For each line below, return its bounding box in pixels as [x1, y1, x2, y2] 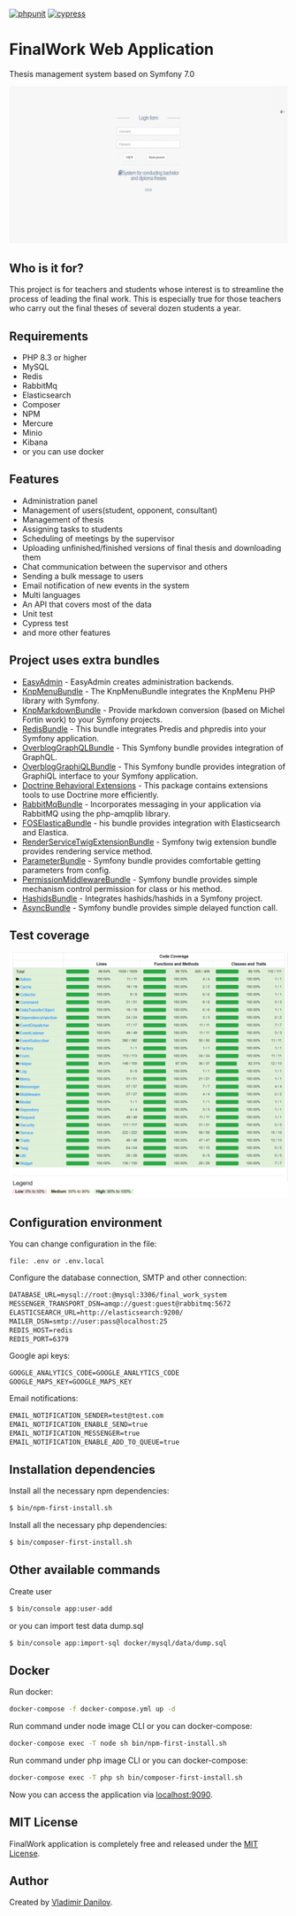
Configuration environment [9, 1214, 163, 1230]
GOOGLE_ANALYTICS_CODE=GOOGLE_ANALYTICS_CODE [9, 1369, 179, 1377]
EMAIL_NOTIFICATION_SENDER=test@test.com [9, 1411, 164, 1421]
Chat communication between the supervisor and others [21, 561, 228, 571]
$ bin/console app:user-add [9, 1604, 113, 1613]
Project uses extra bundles [9, 653, 161, 668]
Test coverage [9, 928, 90, 943]
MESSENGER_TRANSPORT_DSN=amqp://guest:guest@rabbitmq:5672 [9, 1299, 231, 1308]
